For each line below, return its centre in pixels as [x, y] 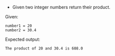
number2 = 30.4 [21, 30]
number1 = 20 [19, 26]
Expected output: [23, 39]
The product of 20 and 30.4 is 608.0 [44, 49]
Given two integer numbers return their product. [61, 7]
